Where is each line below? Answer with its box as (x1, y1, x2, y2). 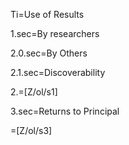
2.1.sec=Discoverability (10, 67, 106, 78)
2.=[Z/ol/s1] (10, 86, 58, 98)
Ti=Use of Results (10, 9, 85, 20)
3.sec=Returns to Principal (10, 105, 120, 117)
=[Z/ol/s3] (10, 125, 53, 136)
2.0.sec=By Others (10, 47, 88, 59)
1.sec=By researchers (10, 28, 100, 39)
